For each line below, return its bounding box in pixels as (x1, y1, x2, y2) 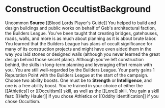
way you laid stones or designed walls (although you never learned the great (5, 51, 160, 57)
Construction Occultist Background (5, 3, 151, 15)
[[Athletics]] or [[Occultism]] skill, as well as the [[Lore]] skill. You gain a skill (5, 88, 160, 94)
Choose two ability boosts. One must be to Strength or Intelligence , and (5, 77, 152, 83)
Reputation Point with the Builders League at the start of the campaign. (5, 72, 149, 78)
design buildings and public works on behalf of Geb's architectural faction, (5, 25, 156, 31)
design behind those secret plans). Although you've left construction (5, 56, 144, 62)
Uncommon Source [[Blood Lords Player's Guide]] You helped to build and (5, 20, 156, 26)
